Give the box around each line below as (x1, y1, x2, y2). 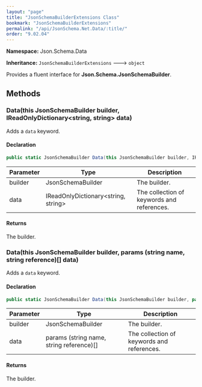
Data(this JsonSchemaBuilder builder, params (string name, (6, 248, 185, 257)
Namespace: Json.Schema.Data (6, 47, 87, 55)
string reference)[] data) (6, 256, 79, 264)
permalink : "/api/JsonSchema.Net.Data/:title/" (6, 25, 128, 32)
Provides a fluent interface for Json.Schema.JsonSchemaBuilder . (6, 71, 172, 78)
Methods (6, 88, 41, 99)
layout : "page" (6, 8, 44, 15)
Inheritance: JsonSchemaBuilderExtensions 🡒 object (6, 59, 145, 67)
